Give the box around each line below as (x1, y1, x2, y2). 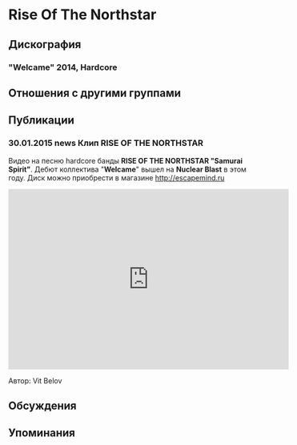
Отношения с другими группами (8, 86, 182, 99)
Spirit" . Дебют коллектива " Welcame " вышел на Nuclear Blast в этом (8, 164, 247, 174)
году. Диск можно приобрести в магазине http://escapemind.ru (8, 172, 225, 182)
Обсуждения (8, 398, 77, 412)
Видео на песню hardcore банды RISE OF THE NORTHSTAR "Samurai (8, 156, 243, 165)
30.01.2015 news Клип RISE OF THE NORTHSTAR (8, 138, 204, 149)
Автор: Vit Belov (8, 375, 62, 386)
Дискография (8, 38, 82, 51)
